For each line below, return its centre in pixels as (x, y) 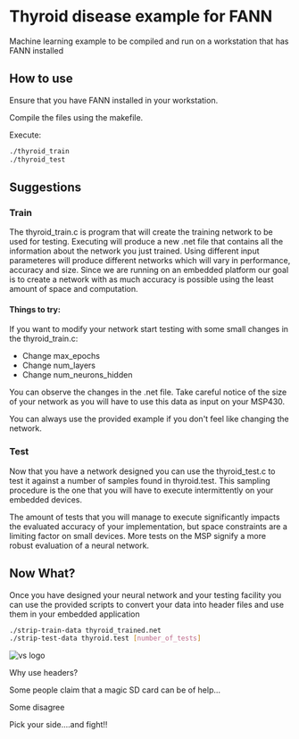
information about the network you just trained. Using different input (134, 251)
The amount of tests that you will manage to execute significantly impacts (145, 517)
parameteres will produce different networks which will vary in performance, (150, 261)
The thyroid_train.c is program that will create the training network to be (141, 232)
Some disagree (37, 708)
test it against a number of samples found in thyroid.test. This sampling (140, 480)
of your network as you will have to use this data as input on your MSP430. (147, 402)
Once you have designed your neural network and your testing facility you (145, 594)
